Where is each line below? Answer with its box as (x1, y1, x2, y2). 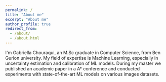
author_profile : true (5, 21, 51, 27)
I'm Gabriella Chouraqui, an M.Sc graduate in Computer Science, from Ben (5, 49, 161, 56)
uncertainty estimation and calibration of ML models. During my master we (5, 60, 161, 66)
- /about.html (10, 36, 39, 41)
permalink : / (5, 7, 33, 13)
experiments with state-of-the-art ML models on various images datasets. (5, 71, 159, 77)
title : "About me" (5, 12, 44, 17)
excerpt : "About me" (5, 17, 49, 22)
